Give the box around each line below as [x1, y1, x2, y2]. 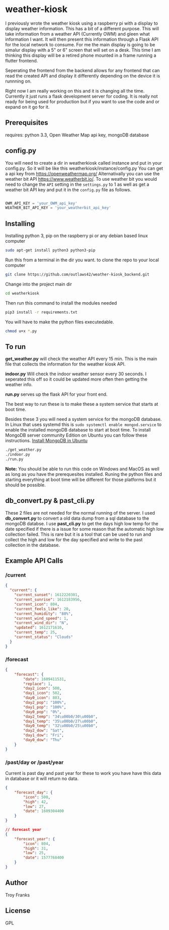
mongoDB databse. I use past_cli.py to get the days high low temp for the [5, 520, 158, 527]
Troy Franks [5, 892, 30, 898]
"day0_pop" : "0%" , [23, 709, 62, 714]
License [5, 906, 31, 915]
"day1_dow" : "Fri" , [23, 733, 64, 738]
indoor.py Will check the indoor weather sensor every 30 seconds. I [5, 371, 147, 377]
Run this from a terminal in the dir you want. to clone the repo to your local [5, 257, 159, 263]
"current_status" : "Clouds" [14, 634, 73, 640]
